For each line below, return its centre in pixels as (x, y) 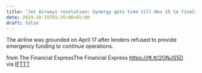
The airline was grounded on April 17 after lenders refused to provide (92, 40)
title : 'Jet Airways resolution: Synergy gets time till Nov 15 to (93, 12)
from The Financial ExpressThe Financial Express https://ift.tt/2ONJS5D (95, 58)
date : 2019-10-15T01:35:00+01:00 (48, 17)
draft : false (23, 23)
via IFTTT (18, 64)
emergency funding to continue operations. (60, 46)
